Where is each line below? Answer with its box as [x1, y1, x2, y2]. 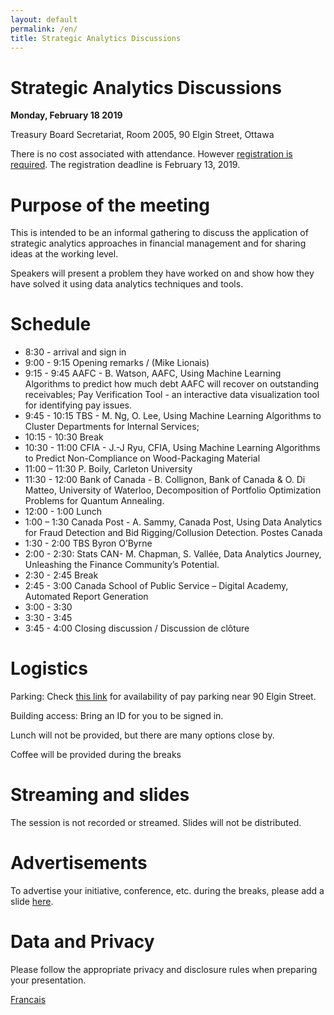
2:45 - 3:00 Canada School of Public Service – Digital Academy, [24, 580, 289, 592]
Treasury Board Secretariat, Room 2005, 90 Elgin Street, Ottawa [10, 129, 275, 141]
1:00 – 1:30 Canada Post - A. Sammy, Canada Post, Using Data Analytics [24, 516, 323, 528]
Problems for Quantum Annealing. [24, 495, 165, 507]
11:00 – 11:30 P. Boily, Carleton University [24, 463, 193, 475]
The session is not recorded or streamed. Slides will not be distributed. [10, 817, 302, 829]
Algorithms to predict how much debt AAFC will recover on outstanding [24, 378, 320, 390]
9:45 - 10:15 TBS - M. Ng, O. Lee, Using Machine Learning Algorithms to [24, 410, 322, 422]
